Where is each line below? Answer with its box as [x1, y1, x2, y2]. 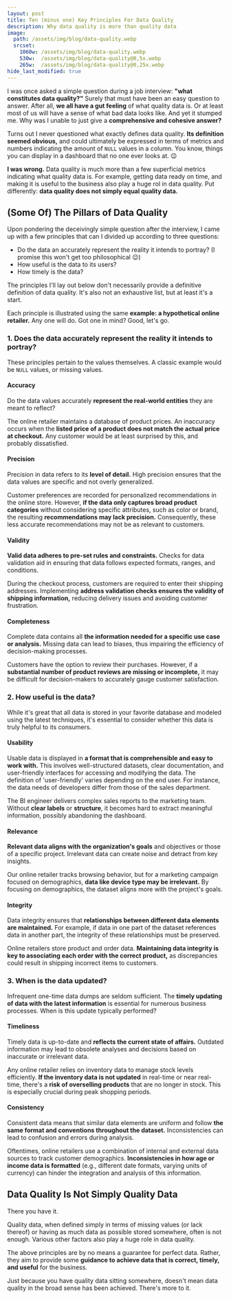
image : [7, 29, 26, 37]
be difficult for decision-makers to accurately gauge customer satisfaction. [7, 675, 219, 684]
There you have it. [7, 1207, 58, 1215]
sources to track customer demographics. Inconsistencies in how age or [7, 1154, 214, 1162]
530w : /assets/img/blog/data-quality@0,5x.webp [19, 55, 162, 62]
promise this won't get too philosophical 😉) [16, 253, 141, 261]
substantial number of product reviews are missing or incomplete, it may [7, 668, 219, 676]
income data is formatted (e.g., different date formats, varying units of [7, 1162, 208, 1170]
